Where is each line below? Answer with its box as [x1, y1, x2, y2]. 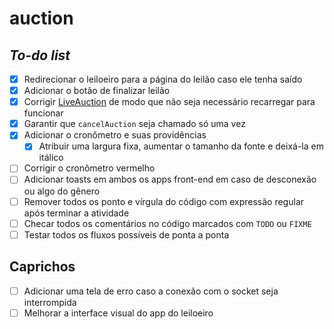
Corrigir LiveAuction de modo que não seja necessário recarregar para [23, 96, 316, 108]
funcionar [23, 107, 64, 119]
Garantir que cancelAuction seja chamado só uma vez [23, 118, 246, 130]
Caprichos [9, 258, 76, 276]
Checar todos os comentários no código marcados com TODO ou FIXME [23, 217, 312, 229]
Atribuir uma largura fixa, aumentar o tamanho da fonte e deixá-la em [38, 140, 324, 152]
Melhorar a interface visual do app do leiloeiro [23, 307, 214, 319]
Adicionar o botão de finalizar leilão [23, 85, 171, 97]
